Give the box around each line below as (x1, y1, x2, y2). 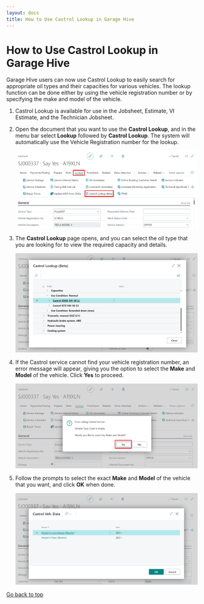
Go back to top (6, 591, 44, 598)
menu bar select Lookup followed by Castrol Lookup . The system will (15, 132, 190, 139)
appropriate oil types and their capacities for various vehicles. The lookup (6, 83, 191, 90)
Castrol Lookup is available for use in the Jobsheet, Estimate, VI (15, 107, 175, 115)
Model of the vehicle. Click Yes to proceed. (15, 371, 124, 378)
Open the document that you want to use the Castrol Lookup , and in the (15, 125, 196, 133)
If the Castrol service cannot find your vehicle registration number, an (15, 358, 189, 366)
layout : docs (6, 10, 39, 16)
